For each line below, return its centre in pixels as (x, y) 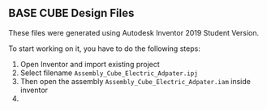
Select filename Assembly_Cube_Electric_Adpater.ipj (109, 73)
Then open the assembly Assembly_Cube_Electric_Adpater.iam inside (136, 81)
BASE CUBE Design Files (71, 13)
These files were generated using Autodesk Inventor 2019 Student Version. (134, 32)
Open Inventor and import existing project (90, 64)
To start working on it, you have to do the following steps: (104, 49)
